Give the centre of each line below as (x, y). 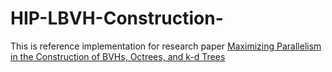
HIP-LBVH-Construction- (117, 18)
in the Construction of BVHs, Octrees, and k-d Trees (118, 56)
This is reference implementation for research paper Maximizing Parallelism (166, 46)
